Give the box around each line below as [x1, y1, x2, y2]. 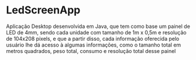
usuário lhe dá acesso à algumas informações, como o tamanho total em [6, 41, 181, 48]
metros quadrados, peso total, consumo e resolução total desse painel [6, 47, 176, 54]
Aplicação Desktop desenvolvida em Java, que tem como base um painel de [6, 23, 190, 30]
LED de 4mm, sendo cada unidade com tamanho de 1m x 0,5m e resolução [6, 29, 187, 36]
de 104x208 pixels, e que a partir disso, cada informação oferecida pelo [6, 35, 180, 42]
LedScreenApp [6, 3, 81, 17]
